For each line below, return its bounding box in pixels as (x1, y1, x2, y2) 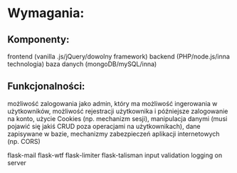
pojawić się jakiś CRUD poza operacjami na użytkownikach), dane (7, 122, 201, 130)
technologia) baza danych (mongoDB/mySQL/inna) (7, 60, 157, 68)
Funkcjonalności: (7, 80, 85, 93)
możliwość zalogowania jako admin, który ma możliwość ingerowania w (7, 99, 218, 108)
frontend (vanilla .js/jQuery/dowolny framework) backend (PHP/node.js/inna (7, 52, 230, 61)
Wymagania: (7, 5, 85, 21)
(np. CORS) (7, 137, 41, 145)
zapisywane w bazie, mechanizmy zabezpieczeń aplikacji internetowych (7, 130, 220, 138)
